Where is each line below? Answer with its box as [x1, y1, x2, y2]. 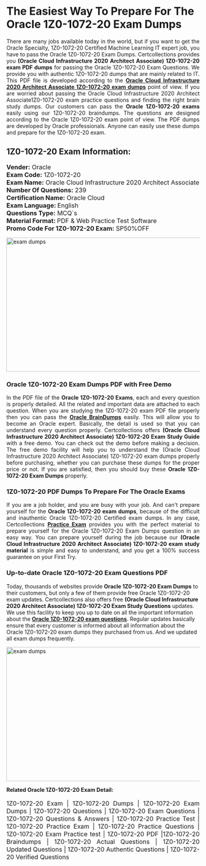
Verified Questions [15, 853, 69, 861]
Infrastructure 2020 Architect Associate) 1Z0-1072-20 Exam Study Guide [6, 433, 200, 441]
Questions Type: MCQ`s [6, 208, 78, 217]
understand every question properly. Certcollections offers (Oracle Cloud [6, 427, 200, 434]
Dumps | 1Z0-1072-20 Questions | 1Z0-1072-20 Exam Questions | [6, 807, 200, 815]
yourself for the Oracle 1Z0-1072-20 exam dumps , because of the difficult [6, 507, 200, 515]
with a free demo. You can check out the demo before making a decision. [6, 439, 200, 447]
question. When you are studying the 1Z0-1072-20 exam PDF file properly [6, 407, 200, 414]
